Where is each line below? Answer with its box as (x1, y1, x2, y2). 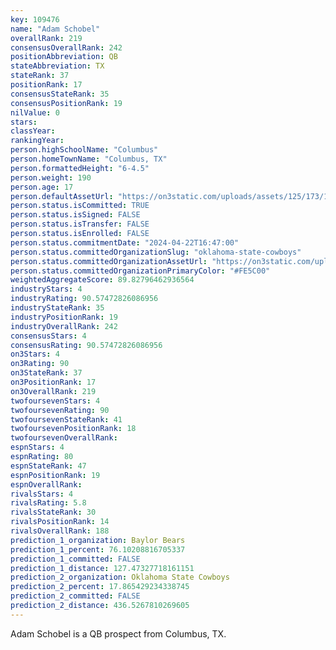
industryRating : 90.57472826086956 (10, 294, 159, 304)
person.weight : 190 (10, 172, 92, 183)
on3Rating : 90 (10, 359, 70, 369)
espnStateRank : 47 (10, 461, 87, 471)
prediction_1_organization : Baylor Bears (10, 535, 186, 545)
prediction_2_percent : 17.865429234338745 (10, 582, 190, 592)
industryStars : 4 (10, 284, 83, 295)
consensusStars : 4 (10, 331, 87, 341)
